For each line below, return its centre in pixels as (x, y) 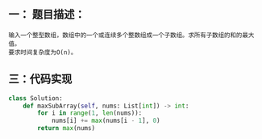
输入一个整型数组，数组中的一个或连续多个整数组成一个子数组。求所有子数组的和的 (125, 35)
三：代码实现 (40, 79)
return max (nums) (66, 128)
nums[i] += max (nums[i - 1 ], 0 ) (106, 121)
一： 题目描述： (47, 15)
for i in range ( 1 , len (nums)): (90, 113)
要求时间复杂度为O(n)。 (43, 52)
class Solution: (35, 98)
